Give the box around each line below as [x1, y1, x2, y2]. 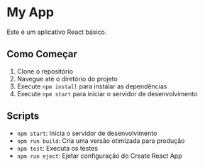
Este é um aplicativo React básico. [6, 28, 107, 36]
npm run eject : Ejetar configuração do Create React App [16, 151, 182, 160]
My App [6, 4, 55, 21]
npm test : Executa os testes [16, 144, 99, 152]
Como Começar [6, 48, 77, 60]
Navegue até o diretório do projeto [16, 74, 118, 83]
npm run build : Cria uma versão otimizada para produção [16, 136, 185, 145]
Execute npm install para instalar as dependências [16, 82, 167, 91]
